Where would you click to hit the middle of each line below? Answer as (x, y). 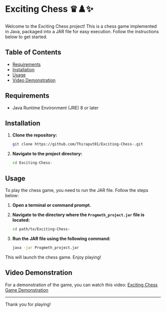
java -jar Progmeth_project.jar (45, 248)
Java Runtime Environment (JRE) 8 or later (55, 108)
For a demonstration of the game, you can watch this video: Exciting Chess (82, 285)
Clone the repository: (35, 135)
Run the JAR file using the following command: (61, 239)
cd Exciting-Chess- (32, 163)
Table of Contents (33, 52)
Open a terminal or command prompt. (52, 205)
